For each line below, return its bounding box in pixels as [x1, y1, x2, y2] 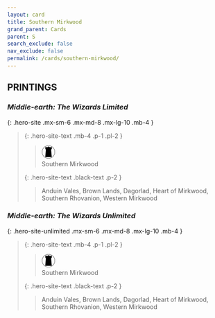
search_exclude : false [7, 40, 73, 48]
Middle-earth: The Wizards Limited [7, 103, 128, 112]
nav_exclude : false [7, 48, 64, 55]
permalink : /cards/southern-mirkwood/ [7, 55, 119, 62]
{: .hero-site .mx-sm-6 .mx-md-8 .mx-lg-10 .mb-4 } [7, 118, 154, 126]
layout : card [7, 11, 45, 18]
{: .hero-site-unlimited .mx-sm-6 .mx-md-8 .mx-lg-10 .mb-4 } [7, 227, 183, 235]
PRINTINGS [7, 82, 58, 94]
